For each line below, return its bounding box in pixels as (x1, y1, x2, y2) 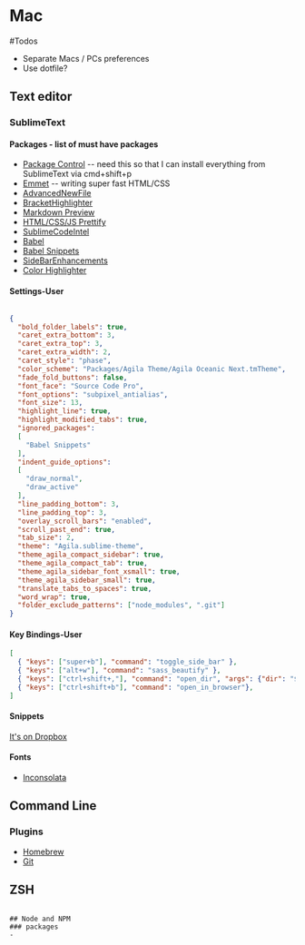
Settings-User (9, 286, 64, 297)
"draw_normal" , (25, 474, 84, 484)
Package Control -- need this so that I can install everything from (22, 159, 266, 170)
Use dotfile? (22, 63, 68, 74)
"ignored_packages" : (17, 424, 95, 433)
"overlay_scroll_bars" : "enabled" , (17, 517, 152, 526)
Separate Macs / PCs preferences (22, 53, 150, 64)
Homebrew (22, 846, 64, 857)
